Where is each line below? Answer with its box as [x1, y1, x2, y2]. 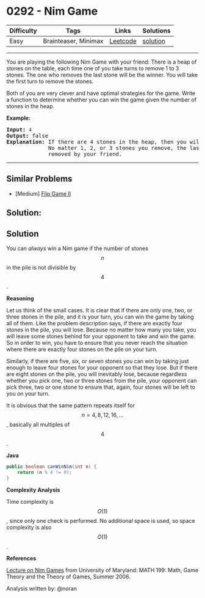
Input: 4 [6, 126, 32, 133]
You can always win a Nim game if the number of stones [6, 245, 148, 252]
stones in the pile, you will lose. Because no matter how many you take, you [6, 326, 196, 333]
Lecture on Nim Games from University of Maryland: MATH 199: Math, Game [6, 566, 199, 574]
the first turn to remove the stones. [6, 78, 94, 85]
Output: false [6, 132, 49, 139]
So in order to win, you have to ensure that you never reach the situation [6, 339, 188, 346]
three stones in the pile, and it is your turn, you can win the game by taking [6, 313, 194, 320]
